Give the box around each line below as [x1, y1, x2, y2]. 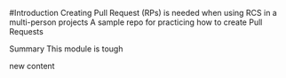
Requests [9, 27, 44, 36]
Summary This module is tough [9, 43, 123, 54]
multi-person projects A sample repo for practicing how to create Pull [9, 17, 263, 27]
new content [9, 61, 55, 71]
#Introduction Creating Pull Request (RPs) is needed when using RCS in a [9, 8, 277, 18]
